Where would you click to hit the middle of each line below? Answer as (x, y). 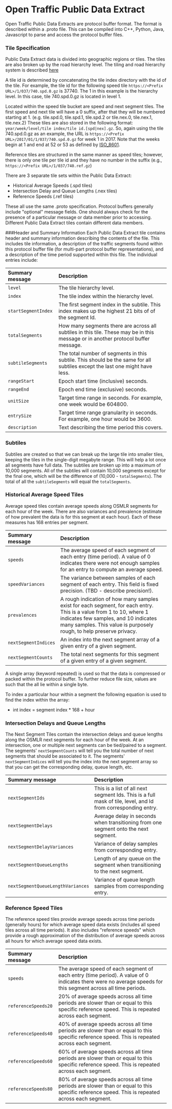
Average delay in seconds (125, 816)
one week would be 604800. (93, 404)
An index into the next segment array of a (110, 639)
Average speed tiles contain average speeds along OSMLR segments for (82, 506)
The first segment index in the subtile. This (110, 305)
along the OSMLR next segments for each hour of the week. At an (75, 740)
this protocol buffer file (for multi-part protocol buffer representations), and (84, 249)
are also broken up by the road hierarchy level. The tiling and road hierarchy (85, 65)
